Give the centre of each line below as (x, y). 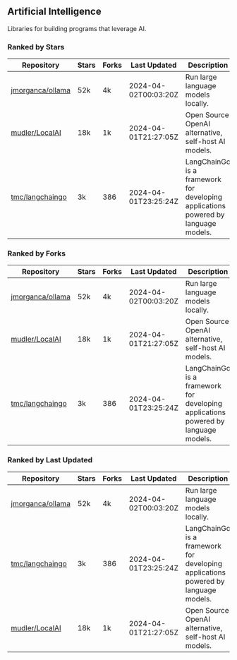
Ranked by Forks (36, 253)
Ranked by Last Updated (50, 460)
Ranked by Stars (36, 47)
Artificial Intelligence (54, 12)
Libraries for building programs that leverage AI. (77, 28)
